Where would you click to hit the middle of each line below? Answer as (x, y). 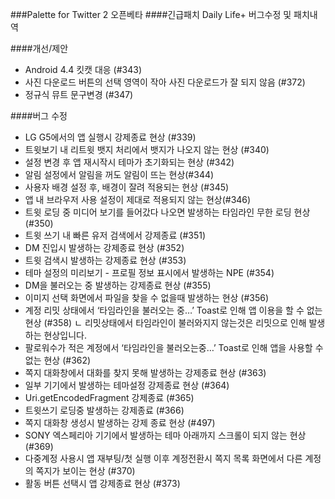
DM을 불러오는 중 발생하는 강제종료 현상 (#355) (118, 285)
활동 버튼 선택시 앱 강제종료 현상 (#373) (102, 483)
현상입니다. (65, 335)
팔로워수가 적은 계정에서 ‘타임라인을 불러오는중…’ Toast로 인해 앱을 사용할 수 (174, 347)
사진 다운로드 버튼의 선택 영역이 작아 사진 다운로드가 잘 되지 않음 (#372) (165, 82)
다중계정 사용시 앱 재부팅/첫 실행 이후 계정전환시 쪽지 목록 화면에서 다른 (163, 458)
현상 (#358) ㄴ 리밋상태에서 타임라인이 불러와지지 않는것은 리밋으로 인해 (165, 322)
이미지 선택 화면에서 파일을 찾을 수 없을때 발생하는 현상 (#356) (147, 297)
